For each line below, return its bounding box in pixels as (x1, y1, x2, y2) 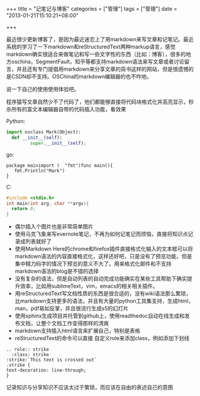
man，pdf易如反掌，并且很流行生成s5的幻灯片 (14, 305, 129, 312)
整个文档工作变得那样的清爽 (40, 320, 109, 327)
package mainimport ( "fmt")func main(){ (6, 163, 113, 169)
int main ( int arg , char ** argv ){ (6, 200, 89, 207)
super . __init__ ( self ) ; (30, 140, 86, 146)
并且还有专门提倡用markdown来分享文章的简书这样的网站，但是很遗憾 (16, 66, 189, 73)
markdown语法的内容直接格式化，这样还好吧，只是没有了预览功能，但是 (14, 252, 192, 260)
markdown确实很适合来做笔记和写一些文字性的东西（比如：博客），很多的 (6, 51, 186, 58)
